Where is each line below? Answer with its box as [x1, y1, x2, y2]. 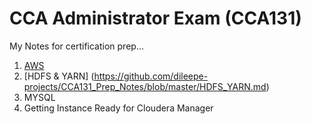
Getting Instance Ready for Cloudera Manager [23, 102, 214, 114]
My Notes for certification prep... [9, 40, 144, 52]
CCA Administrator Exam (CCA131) [9, 7, 302, 30]
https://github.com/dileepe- [93, 70, 209, 82]
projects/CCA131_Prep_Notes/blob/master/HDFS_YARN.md [23, 80, 267, 92]
